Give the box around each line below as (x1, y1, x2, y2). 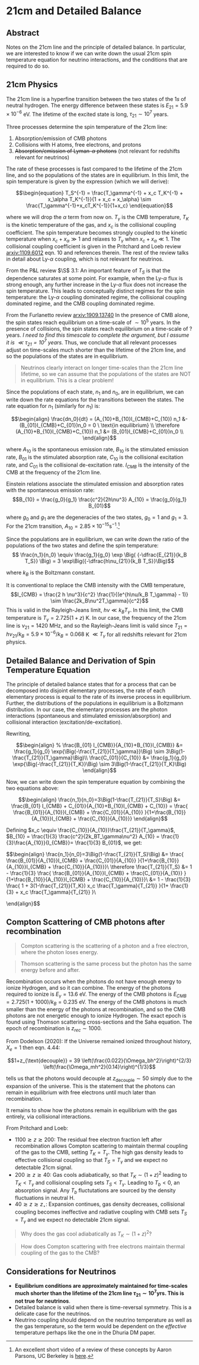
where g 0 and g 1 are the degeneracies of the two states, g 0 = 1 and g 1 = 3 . (6, 514, 188, 522)
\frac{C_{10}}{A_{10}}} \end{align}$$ (78, 815, 168, 822)
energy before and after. (20, 966, 81, 973)
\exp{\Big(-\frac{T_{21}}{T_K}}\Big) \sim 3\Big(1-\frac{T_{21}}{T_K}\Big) (12, 761, 187, 768)
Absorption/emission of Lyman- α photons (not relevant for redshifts (14, 147, 181, 155)
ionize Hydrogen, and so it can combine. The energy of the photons (6, 984, 172, 991)
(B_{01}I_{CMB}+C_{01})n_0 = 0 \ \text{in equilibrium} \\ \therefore (19, 422, 180, 429)
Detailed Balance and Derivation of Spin (6, 655, 156, 666)
